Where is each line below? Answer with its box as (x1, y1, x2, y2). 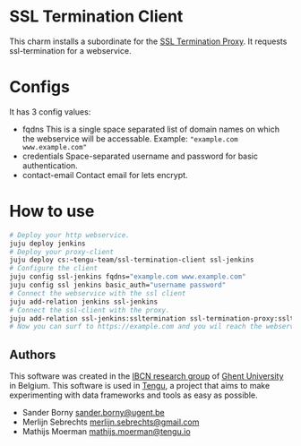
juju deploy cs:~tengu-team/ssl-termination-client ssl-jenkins (9, 255, 254, 265)
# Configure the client (9, 264, 99, 273)
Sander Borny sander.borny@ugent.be (21, 407, 166, 418)
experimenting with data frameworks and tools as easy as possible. (9, 390, 258, 400)
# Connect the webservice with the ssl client (9, 288, 186, 297)
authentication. (21, 159, 78, 171)
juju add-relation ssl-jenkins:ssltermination (9, 313, 186, 323)
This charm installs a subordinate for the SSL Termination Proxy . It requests (9, 36, 288, 47)
